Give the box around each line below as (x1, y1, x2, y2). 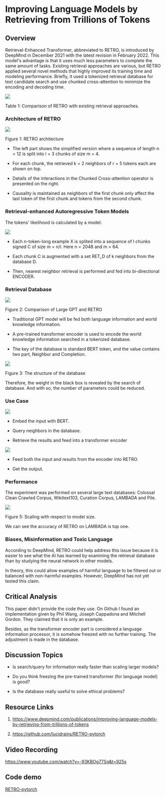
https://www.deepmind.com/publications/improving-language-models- (12, 716, 158, 722)
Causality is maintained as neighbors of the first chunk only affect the (12, 190, 155, 196)
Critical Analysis (5, 593, 57, 601)
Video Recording (5, 745, 58, 754)
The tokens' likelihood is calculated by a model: (5, 219, 102, 225)
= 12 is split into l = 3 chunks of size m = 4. (12, 151, 100, 157)
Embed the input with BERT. (12, 418, 69, 424)
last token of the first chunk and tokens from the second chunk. (12, 195, 142, 202)
